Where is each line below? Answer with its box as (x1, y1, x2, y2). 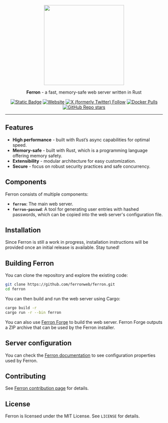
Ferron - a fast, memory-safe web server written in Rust (26, 89, 142, 95)
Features (5, 123, 33, 132)
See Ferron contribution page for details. (5, 385, 89, 391)
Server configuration (5, 339, 72, 347)
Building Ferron (5, 259, 54, 267)
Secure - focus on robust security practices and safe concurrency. (12, 163, 150, 169)
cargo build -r (5, 305, 37, 310)
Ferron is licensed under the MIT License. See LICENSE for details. (5, 413, 140, 419)
